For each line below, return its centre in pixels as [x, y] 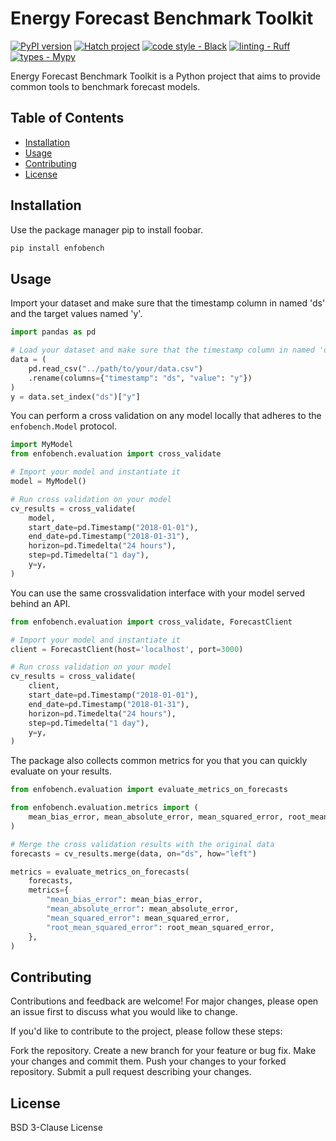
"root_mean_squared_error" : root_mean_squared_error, [160, 927]
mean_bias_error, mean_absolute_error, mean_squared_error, [156, 817]
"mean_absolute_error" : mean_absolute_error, [143, 909]
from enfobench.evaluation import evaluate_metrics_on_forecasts [149, 790]
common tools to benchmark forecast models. [105, 86]
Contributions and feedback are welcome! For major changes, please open [164, 1001]
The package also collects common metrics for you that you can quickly [159, 761]
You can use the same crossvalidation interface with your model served [158, 593]
